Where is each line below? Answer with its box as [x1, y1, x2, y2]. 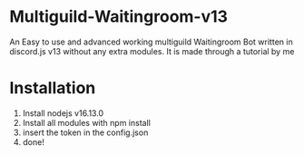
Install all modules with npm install [22, 117, 152, 128]
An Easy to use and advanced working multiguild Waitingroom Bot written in [9, 36, 293, 47]
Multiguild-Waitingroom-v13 [9, 6, 229, 27]
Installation [9, 78, 96, 99]
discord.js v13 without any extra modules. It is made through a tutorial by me [9, 45, 295, 56]
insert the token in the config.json [22, 127, 149, 138]
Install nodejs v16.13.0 [22, 107, 104, 119]
